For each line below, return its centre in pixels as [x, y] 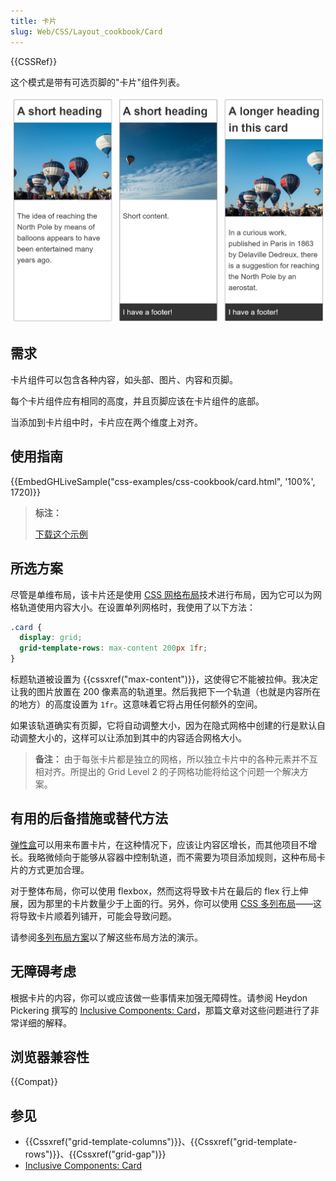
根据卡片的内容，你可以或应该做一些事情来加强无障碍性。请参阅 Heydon [159, 997]
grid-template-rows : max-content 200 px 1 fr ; [113, 648]
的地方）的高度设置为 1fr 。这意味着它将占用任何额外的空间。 [136, 704]
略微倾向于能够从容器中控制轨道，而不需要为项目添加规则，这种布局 [176, 857]
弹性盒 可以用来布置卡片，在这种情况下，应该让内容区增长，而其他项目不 [159, 844]
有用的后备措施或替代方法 [89, 818]
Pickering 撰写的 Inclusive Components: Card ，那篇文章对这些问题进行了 [160, 1010]
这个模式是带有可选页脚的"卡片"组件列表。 [98, 82]
